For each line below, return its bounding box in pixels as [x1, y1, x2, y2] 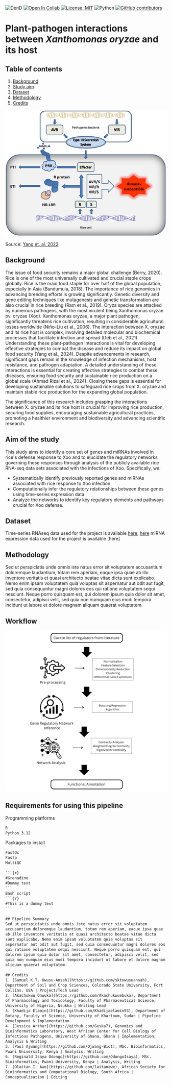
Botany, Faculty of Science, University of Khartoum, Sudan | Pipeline [5, 1013, 161, 1018]
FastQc [5, 850, 19, 855]
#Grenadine [5, 875, 29, 880]
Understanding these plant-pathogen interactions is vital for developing [5, 340, 156, 346]
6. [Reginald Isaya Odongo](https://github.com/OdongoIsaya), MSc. [5, 1054, 152, 1059]
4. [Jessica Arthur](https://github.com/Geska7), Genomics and [5, 1023, 143, 1028]
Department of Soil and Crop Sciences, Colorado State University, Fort [5, 982, 163, 988]
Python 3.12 [5, 830, 31, 835]
